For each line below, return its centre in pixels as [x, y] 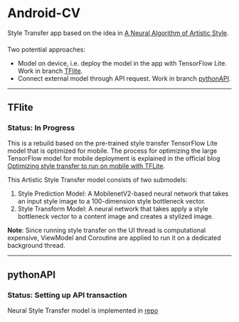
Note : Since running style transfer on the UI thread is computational [107, 231]
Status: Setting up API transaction [67, 295]
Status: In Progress [41, 128]
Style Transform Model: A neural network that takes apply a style [113, 209]
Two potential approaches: [46, 49]
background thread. [36, 246]
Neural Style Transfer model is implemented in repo [83, 310]
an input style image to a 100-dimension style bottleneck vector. [112, 201]
